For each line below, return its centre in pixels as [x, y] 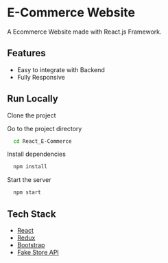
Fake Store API [38, 252]
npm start [27, 193]
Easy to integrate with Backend [61, 69]
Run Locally [33, 99]
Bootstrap [31, 245]
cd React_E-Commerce [43, 141]
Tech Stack [32, 214]
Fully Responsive [41, 77]
